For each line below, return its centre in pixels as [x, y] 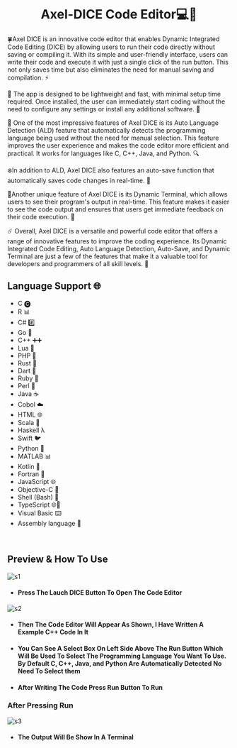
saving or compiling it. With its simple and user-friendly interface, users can [118, 54]
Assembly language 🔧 [49, 523]
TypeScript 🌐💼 [39, 505]
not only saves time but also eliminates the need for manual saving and [111, 70]
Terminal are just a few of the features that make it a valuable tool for [108, 256]
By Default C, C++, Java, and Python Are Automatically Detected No [120, 663]
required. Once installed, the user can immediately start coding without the [116, 101]
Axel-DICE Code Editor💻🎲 [119, 15]
